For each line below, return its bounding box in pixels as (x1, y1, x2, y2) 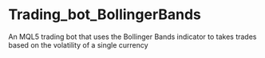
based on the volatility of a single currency (8, 40, 149, 49)
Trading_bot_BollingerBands (8, 6, 202, 24)
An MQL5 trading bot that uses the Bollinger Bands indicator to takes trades (8, 32, 257, 41)
